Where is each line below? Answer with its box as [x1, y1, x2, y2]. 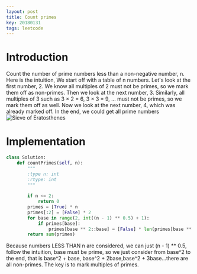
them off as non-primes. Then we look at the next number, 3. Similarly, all [6, 89, 185, 96]
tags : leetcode [6, 25, 44, 31]
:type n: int [27, 171, 60, 177]
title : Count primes [6, 14, 57, 20]
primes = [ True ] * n [27, 204, 78, 210]
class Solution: [6, 154, 46, 160]
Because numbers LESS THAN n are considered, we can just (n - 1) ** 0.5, [6, 242, 187, 249]
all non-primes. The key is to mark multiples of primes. [6, 261, 139, 268]
